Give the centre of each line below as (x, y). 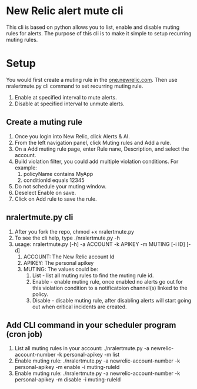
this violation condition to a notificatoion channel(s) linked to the (110, 288)
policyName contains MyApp (58, 174)
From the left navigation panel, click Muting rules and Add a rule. (93, 142)
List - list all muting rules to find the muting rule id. (93, 275)
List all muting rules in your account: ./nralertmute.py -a (82, 348)
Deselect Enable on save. (45, 192)
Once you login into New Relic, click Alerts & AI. (72, 136)
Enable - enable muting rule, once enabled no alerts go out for (108, 281)
